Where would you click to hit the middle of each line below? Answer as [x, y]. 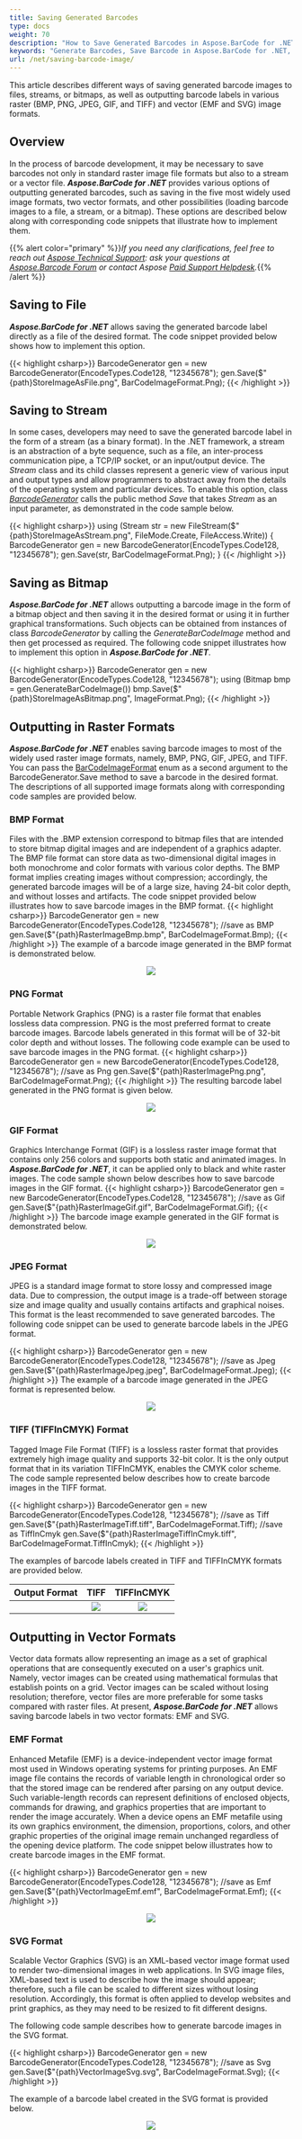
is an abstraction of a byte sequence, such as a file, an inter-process [136, 452]
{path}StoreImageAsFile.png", [64, 382]
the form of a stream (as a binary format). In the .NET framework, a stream [147, 442]
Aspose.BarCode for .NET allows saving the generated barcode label [138, 327]
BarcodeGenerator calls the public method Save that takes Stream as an [143, 499]
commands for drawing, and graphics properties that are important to [138, 1807]
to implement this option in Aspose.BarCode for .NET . [110, 652]
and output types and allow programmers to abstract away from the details [148, 480]
